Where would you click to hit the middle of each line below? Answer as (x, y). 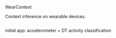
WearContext (18, 7)
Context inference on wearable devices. (45, 16)
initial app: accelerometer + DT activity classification (58, 31)
